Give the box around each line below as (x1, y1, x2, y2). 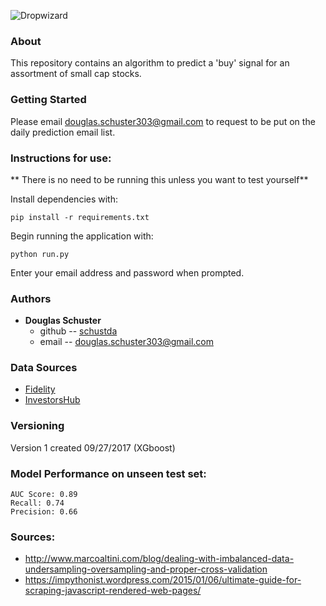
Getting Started (10, 93, 87, 107)
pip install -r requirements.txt (10, 212, 150, 222)
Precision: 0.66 (10, 507, 78, 517)
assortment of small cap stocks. (10, 68, 142, 80)
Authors (10, 291, 52, 305)
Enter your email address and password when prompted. (10, 266, 245, 279)
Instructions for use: (10, 151, 112, 165)
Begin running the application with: (10, 230, 154, 242)
